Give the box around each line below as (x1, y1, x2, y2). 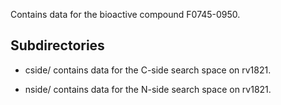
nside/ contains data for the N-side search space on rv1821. (24, 83, 272, 95)
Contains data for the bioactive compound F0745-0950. (10, 9, 241, 20)
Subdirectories (10, 37, 105, 54)
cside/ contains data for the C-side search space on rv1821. (24, 64, 272, 76)
